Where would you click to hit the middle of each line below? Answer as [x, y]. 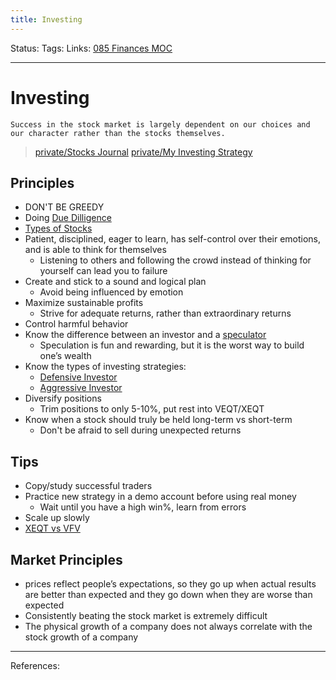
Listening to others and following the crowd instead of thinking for [175, 260]
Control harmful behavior [76, 324]
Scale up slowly [57, 518]
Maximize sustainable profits [84, 303]
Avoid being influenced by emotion [111, 292]
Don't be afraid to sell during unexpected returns [140, 430]
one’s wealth [65, 356]
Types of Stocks [58, 228]
